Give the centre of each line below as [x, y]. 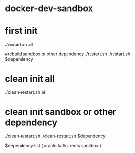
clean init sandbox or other [61, 112]
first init [21, 31]
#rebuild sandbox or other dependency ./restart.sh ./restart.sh [68, 54]
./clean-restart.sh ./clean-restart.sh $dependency [55, 136]
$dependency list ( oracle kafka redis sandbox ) [53, 145]
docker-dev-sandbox [49, 9]
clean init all [30, 79]
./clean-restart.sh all [25, 92]
